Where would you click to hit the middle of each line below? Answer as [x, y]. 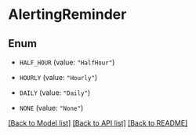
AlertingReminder [67, 15]
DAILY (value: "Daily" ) [55, 93]
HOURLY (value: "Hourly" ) [58, 77]
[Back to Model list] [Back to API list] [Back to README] [98, 123]
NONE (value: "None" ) [51, 108]
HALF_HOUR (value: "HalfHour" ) [67, 62]
